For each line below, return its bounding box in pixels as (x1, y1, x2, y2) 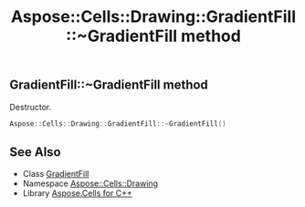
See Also (9, 144, 61, 160)
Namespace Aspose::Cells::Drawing (22, 178, 158, 189)
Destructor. (9, 101, 52, 112)
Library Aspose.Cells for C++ (22, 188, 132, 199)
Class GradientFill (22, 169, 89, 180)
